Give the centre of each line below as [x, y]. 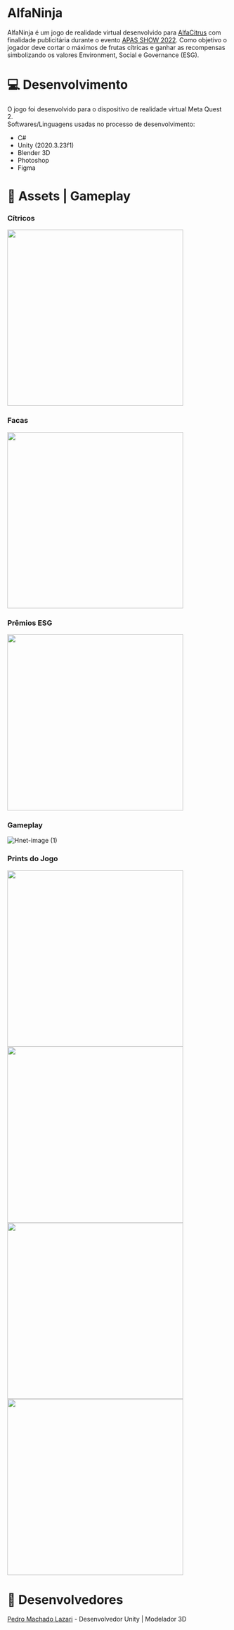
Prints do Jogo [33, 859]
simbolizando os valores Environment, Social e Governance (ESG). [103, 55]
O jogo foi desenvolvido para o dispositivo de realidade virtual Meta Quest [115, 109]
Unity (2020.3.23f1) [46, 145]
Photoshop [33, 160]
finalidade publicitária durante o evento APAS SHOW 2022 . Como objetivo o [117, 39]
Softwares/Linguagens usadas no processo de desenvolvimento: [101, 124]
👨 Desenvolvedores [65, 1599]
